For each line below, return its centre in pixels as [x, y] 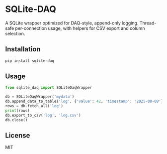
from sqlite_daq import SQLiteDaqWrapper [49, 88]
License [18, 135]
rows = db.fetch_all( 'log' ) [34, 106]
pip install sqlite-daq [30, 61]
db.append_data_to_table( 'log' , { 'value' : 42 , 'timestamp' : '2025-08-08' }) [85, 101]
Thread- [148, 23]
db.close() [16, 120]
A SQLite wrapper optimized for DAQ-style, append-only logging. [72, 23]
